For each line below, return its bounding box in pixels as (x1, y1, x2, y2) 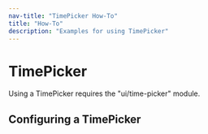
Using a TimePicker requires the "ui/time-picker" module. (8, 89, 201, 98)
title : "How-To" (8, 19, 63, 28)
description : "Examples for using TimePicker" (8, 27, 169, 35)
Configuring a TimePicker (8, 112, 141, 126)
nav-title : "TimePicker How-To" (8, 11, 118, 20)
